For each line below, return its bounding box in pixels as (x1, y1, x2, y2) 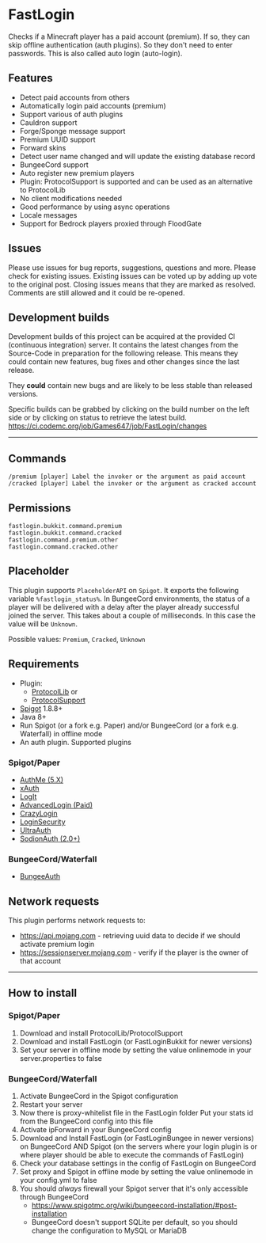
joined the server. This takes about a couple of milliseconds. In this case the (8, 610, 256, 620)
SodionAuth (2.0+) (19, 834, 81, 843)
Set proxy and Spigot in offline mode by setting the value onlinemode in (19, 1167, 253, 1176)
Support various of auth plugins (19, 109, 123, 119)
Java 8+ (19, 712, 47, 721)
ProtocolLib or (31, 686, 78, 696)
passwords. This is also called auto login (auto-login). (8, 48, 183, 58)
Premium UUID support (19, 135, 96, 144)
